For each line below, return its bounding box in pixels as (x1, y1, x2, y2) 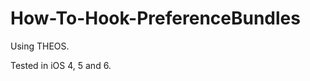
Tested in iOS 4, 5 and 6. (10, 59, 112, 71)
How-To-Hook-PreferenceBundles (10, 7, 301, 30)
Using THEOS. (10, 40, 70, 52)
